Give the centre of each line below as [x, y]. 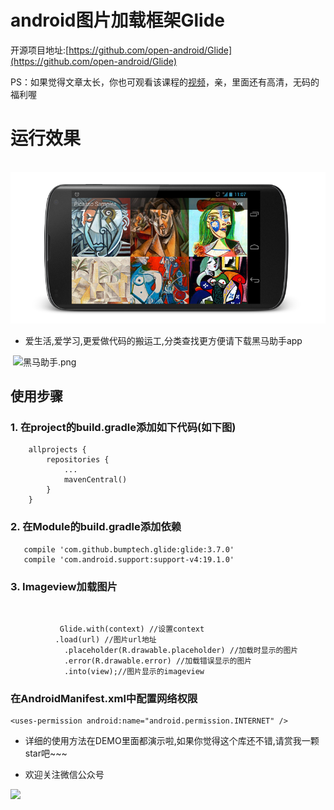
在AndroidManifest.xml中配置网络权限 [104, 698]
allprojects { [57, 450]
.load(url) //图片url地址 [105, 640]
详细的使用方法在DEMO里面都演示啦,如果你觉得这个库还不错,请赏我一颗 [172, 741]
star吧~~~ [46, 753]
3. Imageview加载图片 [64, 586]
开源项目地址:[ [40, 50]
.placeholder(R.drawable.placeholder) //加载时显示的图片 [181, 651]
